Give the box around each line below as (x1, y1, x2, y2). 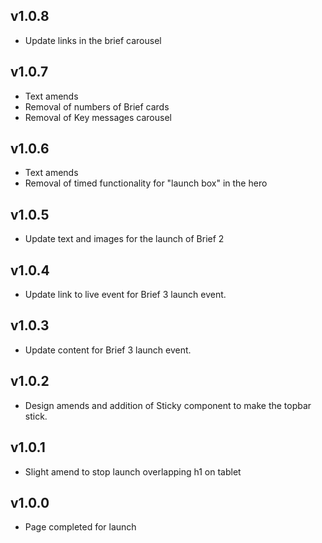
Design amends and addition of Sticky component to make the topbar (24, 399, 312, 411)
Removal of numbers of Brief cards (24, 100, 170, 113)
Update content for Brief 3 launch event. (24, 344, 192, 356)
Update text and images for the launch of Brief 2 (24, 233, 225, 245)
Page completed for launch (24, 521, 137, 533)
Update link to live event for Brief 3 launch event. (24, 289, 227, 301)
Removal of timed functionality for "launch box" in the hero (24, 177, 268, 189)
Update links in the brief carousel (24, 34, 162, 46)
